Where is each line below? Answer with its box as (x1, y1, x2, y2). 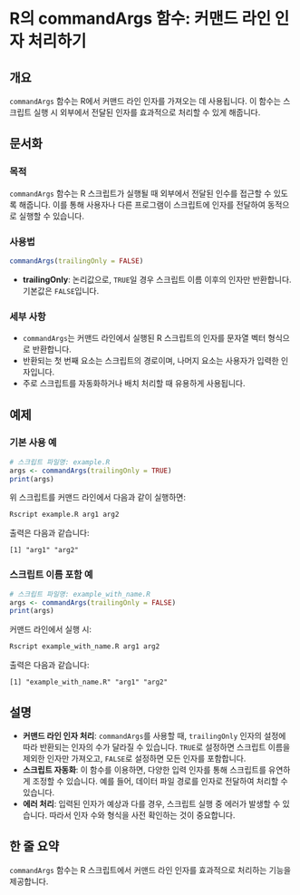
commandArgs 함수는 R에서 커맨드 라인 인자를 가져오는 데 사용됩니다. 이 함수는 (9, 96, 281, 106)
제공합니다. (9, 876, 49, 887)
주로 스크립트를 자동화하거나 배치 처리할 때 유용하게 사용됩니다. (22, 378, 247, 389)
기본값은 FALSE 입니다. (22, 285, 100, 296)
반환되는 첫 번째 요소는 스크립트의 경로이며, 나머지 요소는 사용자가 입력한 (22, 355, 279, 366)
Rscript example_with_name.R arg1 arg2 (9, 642, 160, 651)
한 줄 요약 (9, 839, 60, 854)
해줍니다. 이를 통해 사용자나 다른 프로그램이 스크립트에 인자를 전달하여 (18, 199, 266, 209)
